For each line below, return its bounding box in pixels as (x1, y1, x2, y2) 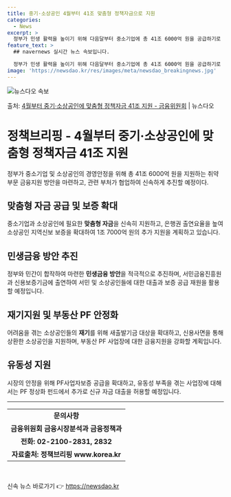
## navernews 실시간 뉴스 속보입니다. (13, 49, 110, 56)
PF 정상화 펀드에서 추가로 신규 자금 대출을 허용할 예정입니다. (19, 387, 181, 395)
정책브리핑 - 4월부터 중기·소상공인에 (7, 128, 200, 144)
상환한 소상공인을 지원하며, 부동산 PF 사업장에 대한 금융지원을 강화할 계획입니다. (7, 338, 222, 345)
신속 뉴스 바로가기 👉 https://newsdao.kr (7, 482, 120, 490)
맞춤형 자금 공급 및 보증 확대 (7, 200, 118, 212)
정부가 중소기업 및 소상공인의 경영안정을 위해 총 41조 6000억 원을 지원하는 (7, 169, 206, 177)
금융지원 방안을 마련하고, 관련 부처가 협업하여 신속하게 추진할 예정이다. (19, 178, 209, 186)
